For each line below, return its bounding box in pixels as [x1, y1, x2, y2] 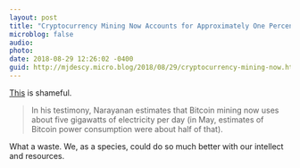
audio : [9, 38, 34, 47]
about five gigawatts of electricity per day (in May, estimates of [30, 113, 264, 125]
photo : [9, 46, 34, 55]
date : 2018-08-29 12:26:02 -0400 [9, 55, 134, 63]
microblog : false [9, 29, 74, 38]
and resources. [9, 150, 65, 161]
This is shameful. [9, 87, 72, 98]
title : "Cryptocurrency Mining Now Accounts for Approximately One [9, 21, 266, 30]
